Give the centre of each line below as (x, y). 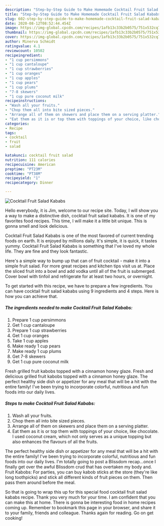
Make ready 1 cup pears (36, 346)
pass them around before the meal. (40, 482)
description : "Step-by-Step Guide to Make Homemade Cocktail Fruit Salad (82, 10)
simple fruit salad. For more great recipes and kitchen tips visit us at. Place (80, 266)
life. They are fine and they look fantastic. (47, 251)
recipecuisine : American (30, 164)
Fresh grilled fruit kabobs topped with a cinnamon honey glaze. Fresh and (79, 371)
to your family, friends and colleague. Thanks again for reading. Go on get (79, 513)
